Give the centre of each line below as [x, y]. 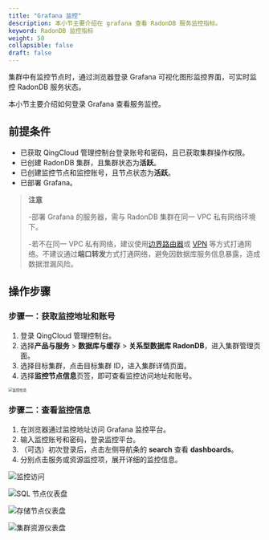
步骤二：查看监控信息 [49, 410]
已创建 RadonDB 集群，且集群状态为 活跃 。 [90, 162]
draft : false [30, 53]
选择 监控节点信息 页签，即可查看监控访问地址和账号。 [108, 376]
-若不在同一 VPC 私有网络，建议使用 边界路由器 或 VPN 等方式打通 [136, 244]
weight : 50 [26, 38]
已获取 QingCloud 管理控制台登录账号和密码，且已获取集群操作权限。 [134, 152]
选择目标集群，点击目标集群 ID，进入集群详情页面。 [105, 365]
